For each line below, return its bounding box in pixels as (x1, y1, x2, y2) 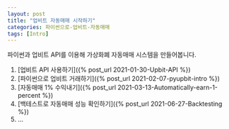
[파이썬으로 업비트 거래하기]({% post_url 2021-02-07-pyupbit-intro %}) (17, 74, 221, 83)
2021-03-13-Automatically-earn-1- (117, 83, 218, 92)
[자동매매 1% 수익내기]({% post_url (17, 83, 117, 92)
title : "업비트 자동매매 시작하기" (7, 17, 96, 24)
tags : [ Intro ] (7, 30, 49, 38)
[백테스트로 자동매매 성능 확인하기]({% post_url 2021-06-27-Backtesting (17, 100, 223, 108)
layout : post (7, 10, 46, 18)
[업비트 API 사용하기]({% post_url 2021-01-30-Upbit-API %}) (17, 65, 191, 74)
